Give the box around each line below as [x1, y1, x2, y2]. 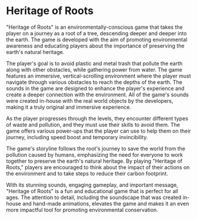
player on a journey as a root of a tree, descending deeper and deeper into [6, 29, 187, 36]
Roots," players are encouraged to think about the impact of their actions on [6, 163, 190, 171]
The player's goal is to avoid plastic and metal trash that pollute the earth [6, 60, 183, 67]
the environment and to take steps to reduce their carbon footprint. [6, 170, 169, 177]
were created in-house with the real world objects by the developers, [6, 97, 173, 104]
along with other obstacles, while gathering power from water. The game [6, 66, 182, 73]
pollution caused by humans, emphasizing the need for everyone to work [6, 151, 183, 158]
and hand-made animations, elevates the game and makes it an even [22, 200, 189, 207]
